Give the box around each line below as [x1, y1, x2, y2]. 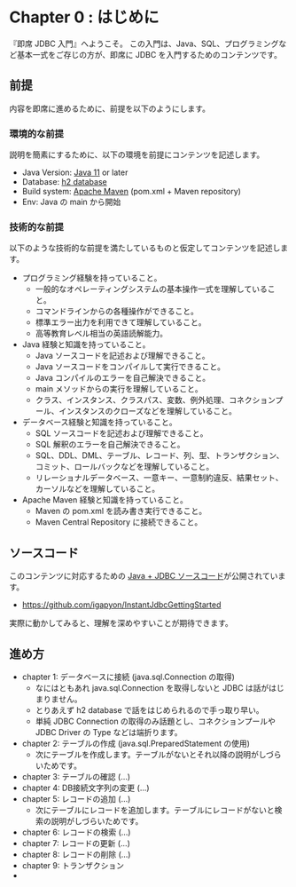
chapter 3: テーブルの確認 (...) [21, 771, 131, 781]
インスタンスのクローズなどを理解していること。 [58, 406, 237, 416]
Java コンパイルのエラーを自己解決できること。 [35, 373, 211, 384]
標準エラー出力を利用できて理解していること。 [35, 317, 206, 328]
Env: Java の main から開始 [21, 196, 121, 208]
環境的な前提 [9, 127, 65, 139]
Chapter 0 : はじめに [9, 7, 160, 28]
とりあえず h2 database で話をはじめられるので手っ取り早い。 [35, 704, 264, 715]
